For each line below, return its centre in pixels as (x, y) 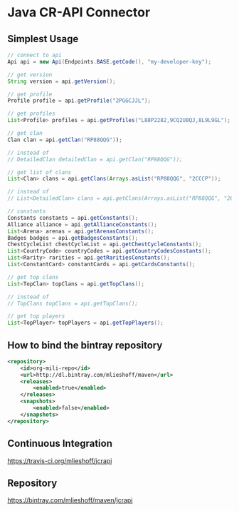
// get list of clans (39, 172)
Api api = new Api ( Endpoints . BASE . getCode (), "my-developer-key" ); (110, 61)
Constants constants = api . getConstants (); (73, 218)
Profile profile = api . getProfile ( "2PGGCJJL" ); (79, 101)
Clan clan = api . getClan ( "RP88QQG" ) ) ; (65, 140)
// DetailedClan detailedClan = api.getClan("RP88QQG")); (95, 159)
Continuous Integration (60, 444)
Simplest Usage (43, 39)
